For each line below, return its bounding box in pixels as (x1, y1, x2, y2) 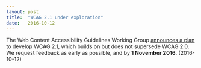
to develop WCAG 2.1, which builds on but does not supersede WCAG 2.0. (6, 43, 190, 50)
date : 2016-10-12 (6, 20, 55, 26)
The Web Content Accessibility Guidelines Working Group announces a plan (6, 37, 195, 44)
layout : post (6, 8, 39, 15)
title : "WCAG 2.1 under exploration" (6, 14, 104, 20)
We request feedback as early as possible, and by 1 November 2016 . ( (6, 49, 181, 57)
